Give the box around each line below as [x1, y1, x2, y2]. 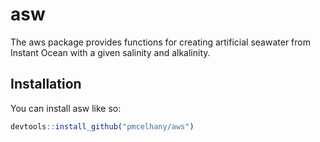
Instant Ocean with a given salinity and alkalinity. [10, 46, 211, 58]
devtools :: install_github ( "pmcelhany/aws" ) [10, 121, 195, 132]
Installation [10, 76, 82, 93]
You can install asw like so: [10, 102, 122, 114]
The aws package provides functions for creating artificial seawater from [10, 36, 311, 48]
